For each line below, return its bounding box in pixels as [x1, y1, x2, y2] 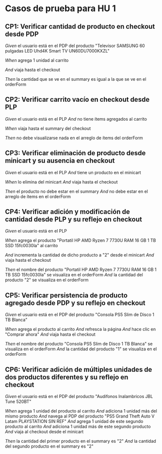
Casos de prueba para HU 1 [5, 3, 116, 14]
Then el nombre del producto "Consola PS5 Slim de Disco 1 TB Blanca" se [5, 341, 153, 347]
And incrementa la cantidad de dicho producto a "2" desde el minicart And [5, 252, 154, 258]
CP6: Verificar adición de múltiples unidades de [5, 365, 152, 374]
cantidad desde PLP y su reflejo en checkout [5, 215, 142, 224]
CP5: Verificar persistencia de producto [5, 291, 128, 299]
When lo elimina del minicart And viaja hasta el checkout [5, 179, 118, 185]
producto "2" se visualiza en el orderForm [5, 277, 89, 283]
